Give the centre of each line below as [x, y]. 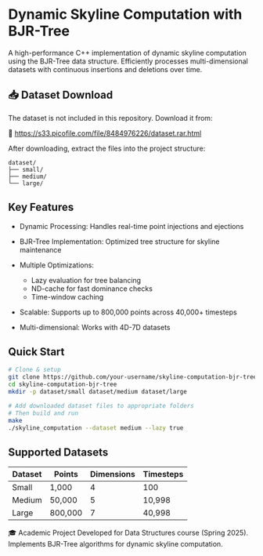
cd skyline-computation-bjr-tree [63, 385]
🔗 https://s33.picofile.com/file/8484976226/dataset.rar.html [105, 133]
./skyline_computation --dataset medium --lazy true [96, 428]
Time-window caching [67, 296]
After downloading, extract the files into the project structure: [107, 148]
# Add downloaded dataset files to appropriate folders [101, 405]
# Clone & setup [34, 370]
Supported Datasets [58, 452]
